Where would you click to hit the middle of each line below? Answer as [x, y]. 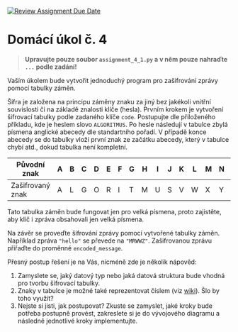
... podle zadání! [51, 67]
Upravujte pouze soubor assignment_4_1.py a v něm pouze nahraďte [126, 59]
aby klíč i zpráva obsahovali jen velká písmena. [75, 219]
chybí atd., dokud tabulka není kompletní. [67, 147]
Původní [31, 165]
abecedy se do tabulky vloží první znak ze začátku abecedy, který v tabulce [118, 139]
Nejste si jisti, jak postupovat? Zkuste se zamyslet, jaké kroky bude [115, 306]
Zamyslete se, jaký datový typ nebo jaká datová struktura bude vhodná [121, 275]
